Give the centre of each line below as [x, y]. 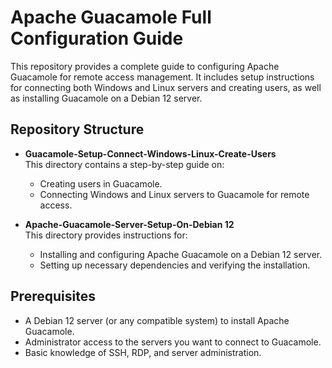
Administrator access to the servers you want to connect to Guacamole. [173, 342]
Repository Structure [77, 129]
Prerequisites [53, 296]
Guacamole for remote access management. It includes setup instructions [162, 77]
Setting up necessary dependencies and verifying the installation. [175, 265]
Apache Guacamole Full [111, 17]
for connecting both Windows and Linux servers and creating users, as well [166, 87]
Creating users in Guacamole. [101, 183]
